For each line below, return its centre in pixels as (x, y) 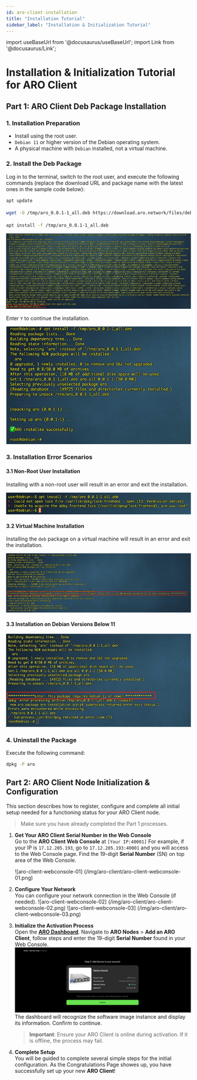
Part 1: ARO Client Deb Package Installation (86, 106)
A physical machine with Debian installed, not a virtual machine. (91, 149)
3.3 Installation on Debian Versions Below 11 (61, 624)
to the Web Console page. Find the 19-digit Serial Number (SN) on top (99, 854)
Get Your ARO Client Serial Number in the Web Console (83, 835)
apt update (19, 201)
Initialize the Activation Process (54, 925)
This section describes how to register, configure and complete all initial (93, 806)
